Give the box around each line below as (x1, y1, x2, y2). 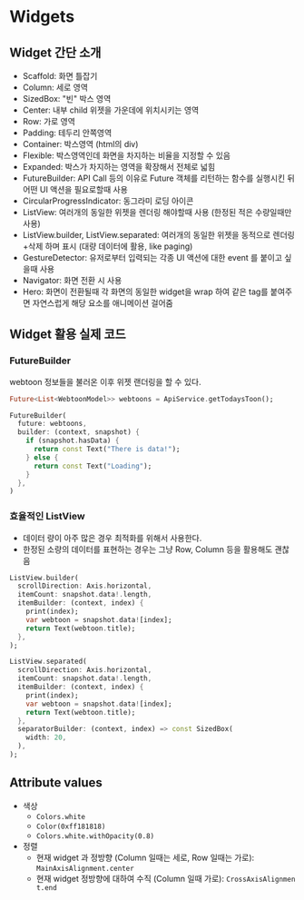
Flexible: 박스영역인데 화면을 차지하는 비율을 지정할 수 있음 (22, 150, 231, 161)
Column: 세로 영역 (22, 82, 89, 93)
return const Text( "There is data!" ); (33, 445, 181, 454)
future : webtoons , (17, 420, 88, 429)
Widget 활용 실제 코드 (9, 327, 127, 342)
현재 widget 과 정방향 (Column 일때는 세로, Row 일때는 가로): (35, 852, 255, 863)
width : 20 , (25, 733, 67, 742)
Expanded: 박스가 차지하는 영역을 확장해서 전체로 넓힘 (22, 162, 216, 172)
